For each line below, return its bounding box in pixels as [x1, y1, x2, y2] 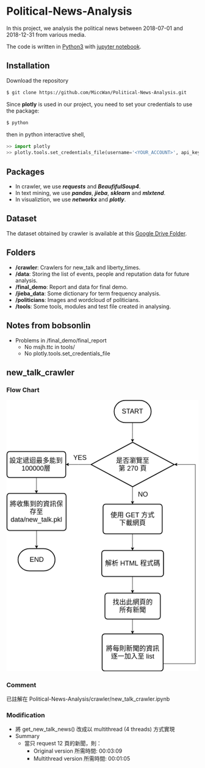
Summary [15, 733, 40, 740]
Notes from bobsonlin [6, 320, 91, 331]
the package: [6, 107, 40, 114]
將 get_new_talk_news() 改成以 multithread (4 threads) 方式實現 [15, 726, 175, 733]
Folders [6, 248, 36, 258]
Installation [6, 61, 50, 71]
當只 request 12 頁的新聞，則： [24, 740, 102, 747]
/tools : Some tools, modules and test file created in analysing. [15, 303, 171, 310]
